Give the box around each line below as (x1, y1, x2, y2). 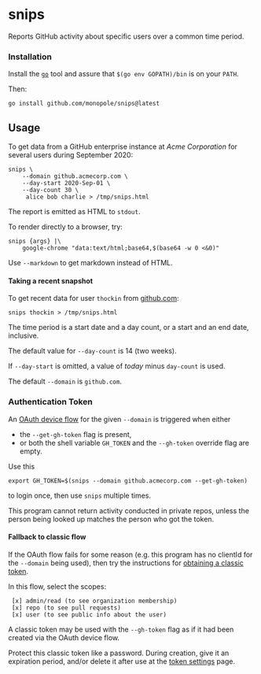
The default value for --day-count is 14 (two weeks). (8, 346, 177, 356)
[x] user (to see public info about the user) (11, 610, 167, 619)
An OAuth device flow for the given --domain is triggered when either (8, 414, 231, 424)
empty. (19, 446, 42, 456)
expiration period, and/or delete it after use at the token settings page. (8, 656, 236, 666)
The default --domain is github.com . (8, 376, 122, 387)
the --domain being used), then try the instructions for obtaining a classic (8, 557, 244, 568)
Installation (8, 51, 53, 62)
